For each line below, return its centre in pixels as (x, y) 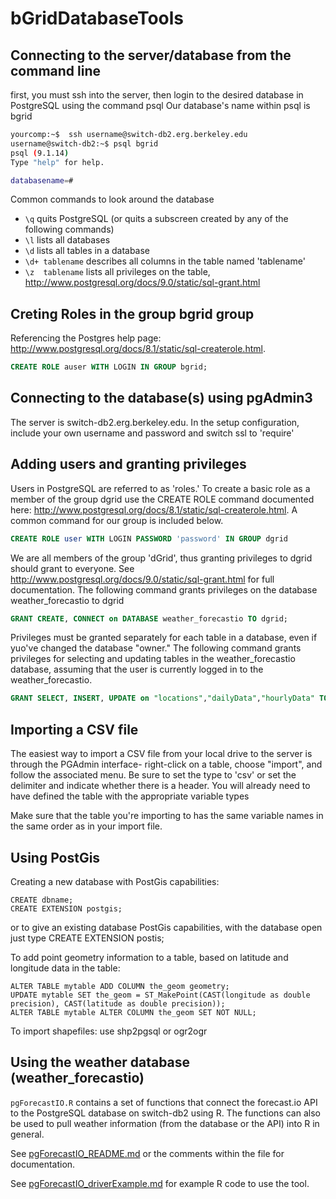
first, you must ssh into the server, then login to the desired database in (157, 95)
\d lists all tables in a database (87, 251)
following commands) (69, 229)
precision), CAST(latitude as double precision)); (118, 1003)
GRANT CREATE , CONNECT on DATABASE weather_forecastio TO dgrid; (149, 618)
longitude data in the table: (65, 968)
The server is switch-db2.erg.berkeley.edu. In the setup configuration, (155, 422)
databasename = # (42, 180)
